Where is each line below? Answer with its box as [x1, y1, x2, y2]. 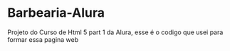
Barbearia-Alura [7, 5, 105, 21]
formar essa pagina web [7, 35, 79, 43]
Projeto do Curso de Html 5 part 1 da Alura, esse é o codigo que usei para [7, 28, 224, 36]
